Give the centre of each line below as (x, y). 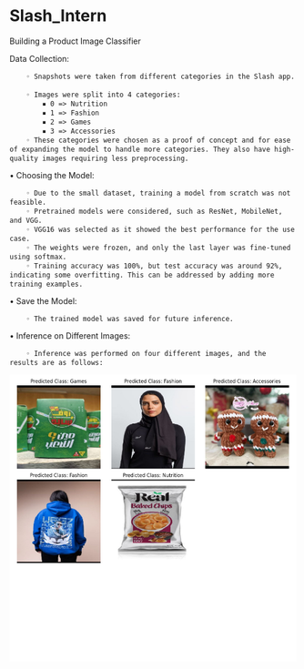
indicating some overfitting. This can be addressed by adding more (142, 275)
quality (24, 158)
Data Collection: (40, 58)
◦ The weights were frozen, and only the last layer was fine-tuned (158, 248)
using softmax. (38, 257)
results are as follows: (56, 362)
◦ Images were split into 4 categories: (103, 95)
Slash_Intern (58, 16)
